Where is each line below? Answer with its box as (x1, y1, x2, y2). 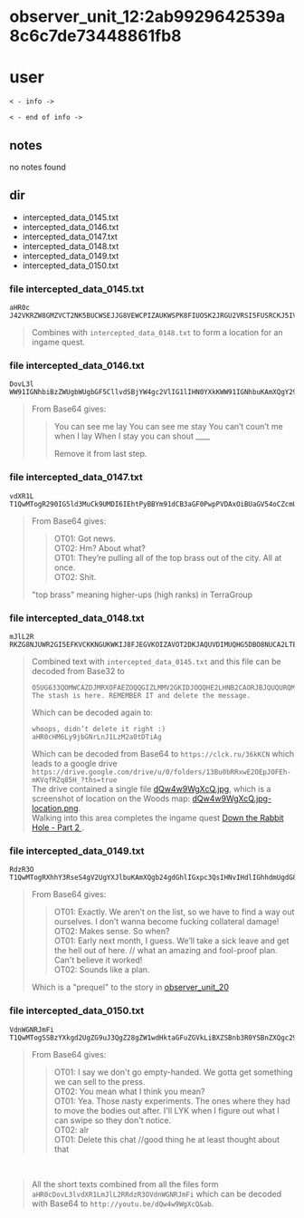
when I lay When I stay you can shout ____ (53, 430, 211, 441)
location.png (31, 802, 79, 813)
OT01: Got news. (53, 533, 116, 544)
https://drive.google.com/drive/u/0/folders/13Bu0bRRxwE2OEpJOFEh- (31, 768, 291, 777)
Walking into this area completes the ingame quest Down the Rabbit (31, 812, 284, 823)
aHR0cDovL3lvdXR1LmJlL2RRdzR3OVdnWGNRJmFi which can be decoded (31, 1188, 282, 1199)
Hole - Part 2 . (31, 822, 84, 833)
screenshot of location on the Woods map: (31, 793, 191, 804)
